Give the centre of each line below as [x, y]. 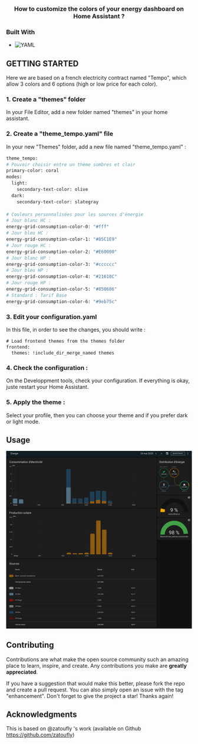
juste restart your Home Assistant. [47, 387]
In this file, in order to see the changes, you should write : [76, 329]
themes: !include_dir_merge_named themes [63, 353]
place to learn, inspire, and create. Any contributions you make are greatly [97, 665]
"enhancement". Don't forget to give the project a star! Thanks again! [90, 696]
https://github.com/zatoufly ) [40, 735]
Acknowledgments [42, 714]
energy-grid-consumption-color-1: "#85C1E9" [62, 239]
